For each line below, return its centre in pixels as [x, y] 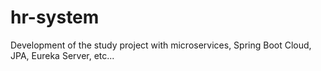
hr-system [55, 17]
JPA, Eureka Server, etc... [62, 55]
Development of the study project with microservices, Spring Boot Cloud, [161, 45]
